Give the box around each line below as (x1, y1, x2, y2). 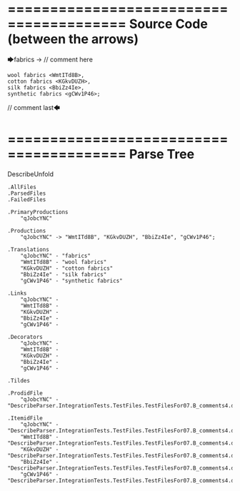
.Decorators (7, 333, 43, 340)
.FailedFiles (7, 196, 46, 203)
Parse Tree (129, 146, 195, 163)
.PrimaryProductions (7, 208, 69, 216)
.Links (7, 290, 27, 297)
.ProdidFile (7, 390, 43, 397)
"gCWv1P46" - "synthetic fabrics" (20, 277, 123, 284)
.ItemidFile (7, 415, 43, 422)
